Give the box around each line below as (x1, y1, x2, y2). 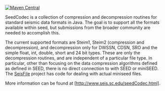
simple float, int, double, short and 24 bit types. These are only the (5, 50, 140, 56)
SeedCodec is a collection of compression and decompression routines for (5, 14, 157, 20)
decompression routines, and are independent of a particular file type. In (5, 55, 153, 61)
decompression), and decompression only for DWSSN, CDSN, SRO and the (5, 45, 158, 50)
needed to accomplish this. (5, 30, 60, 35)
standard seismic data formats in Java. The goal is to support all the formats (5, 20, 160, 25)
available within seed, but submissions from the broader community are (5, 25, 151, 30)
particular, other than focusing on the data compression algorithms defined (5, 61, 158, 66)
